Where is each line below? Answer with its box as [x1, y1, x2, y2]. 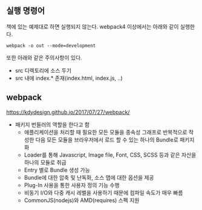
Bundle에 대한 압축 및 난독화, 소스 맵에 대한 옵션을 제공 [24, 174, 154, 181]
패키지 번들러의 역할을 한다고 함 [15, 120, 90, 128]
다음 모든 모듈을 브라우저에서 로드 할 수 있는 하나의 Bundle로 [35, 136, 178, 143]
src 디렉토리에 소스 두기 [15, 67, 71, 74]
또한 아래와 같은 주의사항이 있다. [6, 54, 83, 61]
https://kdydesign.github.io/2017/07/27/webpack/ [6, 108, 130, 116]
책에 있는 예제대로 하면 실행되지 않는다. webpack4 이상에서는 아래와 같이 [6, 23, 179, 30]
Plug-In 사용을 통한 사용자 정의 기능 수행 [24, 181, 120, 189]
